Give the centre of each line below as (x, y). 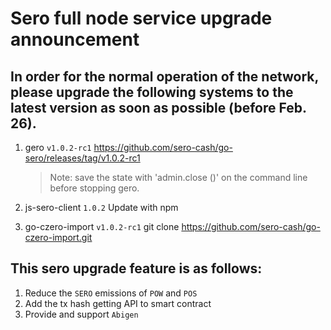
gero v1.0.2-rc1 (58, 147)
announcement (75, 39)
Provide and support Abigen (81, 314)
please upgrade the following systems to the (152, 92)
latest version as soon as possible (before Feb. (158, 107)
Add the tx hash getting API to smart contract (118, 303)
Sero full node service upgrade (141, 18)
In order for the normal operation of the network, (164, 76)
